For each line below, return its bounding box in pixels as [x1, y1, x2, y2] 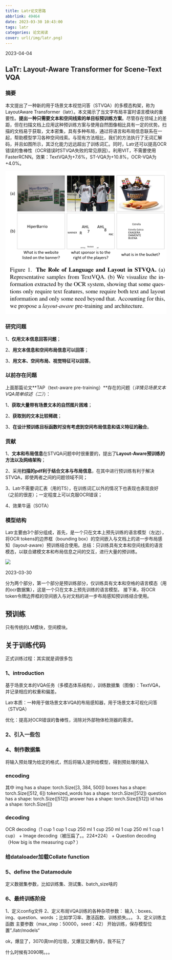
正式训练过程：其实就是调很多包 [5, 655, 73, 661]
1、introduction [5, 670, 45, 676]
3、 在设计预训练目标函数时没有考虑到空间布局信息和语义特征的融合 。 [5, 424, 152, 430]
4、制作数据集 [5, 746, 41, 754]
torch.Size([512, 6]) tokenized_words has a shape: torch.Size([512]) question [5, 790, 166, 796]
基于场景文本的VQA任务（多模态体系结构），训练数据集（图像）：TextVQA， [5, 682, 163, 688]
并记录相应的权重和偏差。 [5, 689, 59, 695]
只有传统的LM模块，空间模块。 [5, 624, 71, 631]
